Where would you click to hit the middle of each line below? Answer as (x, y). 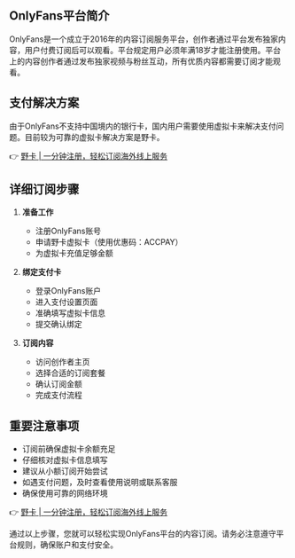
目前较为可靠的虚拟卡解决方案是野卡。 (94, 137)
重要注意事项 (44, 425)
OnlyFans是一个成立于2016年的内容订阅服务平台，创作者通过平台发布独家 (144, 39)
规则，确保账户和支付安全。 (67, 545)
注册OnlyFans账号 (68, 231)
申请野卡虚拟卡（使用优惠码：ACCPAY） (109, 242)
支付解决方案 (44, 103)
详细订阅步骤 (44, 189)
